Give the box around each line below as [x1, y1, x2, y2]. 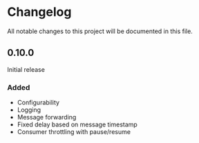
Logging [17, 106, 41, 114]
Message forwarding [17, 113, 77, 122]
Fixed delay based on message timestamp [17, 120, 138, 128]
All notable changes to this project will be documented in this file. [7, 27, 193, 35]
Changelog [7, 4, 72, 20]
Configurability [17, 98, 60, 107]
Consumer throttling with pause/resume [17, 128, 131, 136]
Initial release [7, 65, 45, 73]
